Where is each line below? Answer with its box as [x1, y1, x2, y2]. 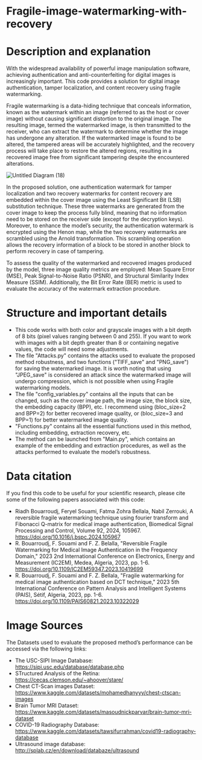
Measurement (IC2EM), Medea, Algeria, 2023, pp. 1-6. [14, 559, 150, 566]
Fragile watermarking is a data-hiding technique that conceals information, [6, 102, 192, 109]
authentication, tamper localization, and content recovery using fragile [6, 84, 181, 91]
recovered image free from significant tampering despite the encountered [6, 154, 190, 161]
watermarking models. [14, 384, 71, 391]
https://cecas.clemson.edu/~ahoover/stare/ [14, 676, 124, 683]
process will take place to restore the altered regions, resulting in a [6, 147, 172, 155]
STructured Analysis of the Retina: [14, 669, 100, 677]
